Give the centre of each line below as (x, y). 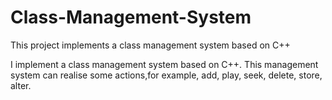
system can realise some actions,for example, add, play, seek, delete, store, (166, 75)
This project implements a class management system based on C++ (150, 45)
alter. (21, 85)
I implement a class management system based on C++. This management (164, 64)
